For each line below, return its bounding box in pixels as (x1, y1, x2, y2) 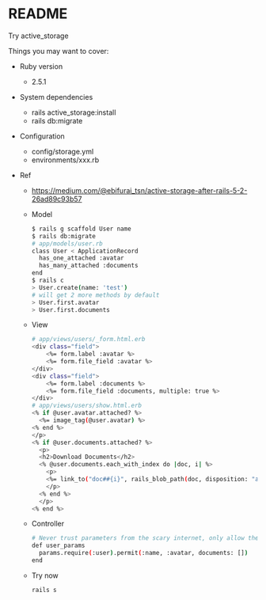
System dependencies (19, 92, 93, 101)
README (8, 5, 68, 23)
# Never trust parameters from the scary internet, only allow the (31, 534, 259, 542)
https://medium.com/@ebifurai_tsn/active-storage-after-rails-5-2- (31, 185, 248, 195)
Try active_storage (8, 31, 69, 40)
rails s (31, 586, 57, 594)
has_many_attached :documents (38, 262, 139, 270)
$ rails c (31, 276, 65, 285)
